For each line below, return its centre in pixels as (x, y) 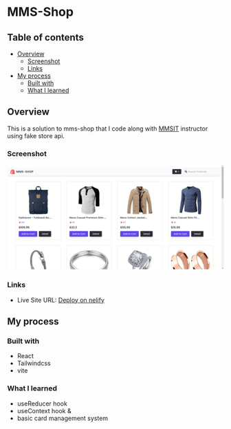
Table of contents (45, 37)
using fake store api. (36, 135)
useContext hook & (44, 410)
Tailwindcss (34, 363)
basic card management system (63, 418)
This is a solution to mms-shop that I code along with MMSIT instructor (108, 129)
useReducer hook (42, 404)
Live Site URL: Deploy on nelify (61, 300)
